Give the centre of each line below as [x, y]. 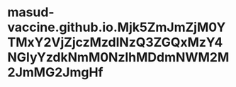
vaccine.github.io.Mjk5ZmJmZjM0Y [117, 27]
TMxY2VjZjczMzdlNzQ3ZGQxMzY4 [115, 42]
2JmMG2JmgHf [55, 72]
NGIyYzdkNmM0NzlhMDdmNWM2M [118, 58]
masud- [31, 12]
